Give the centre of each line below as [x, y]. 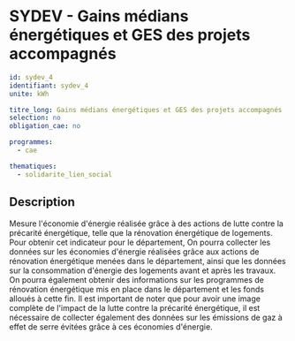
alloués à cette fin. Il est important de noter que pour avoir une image [135, 299]
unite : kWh [29, 94]
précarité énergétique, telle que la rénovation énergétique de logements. [141, 232]
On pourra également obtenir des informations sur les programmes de [137, 279]
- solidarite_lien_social [65, 174]
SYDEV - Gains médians [99, 16]
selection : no [35, 118]
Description [42, 202]
